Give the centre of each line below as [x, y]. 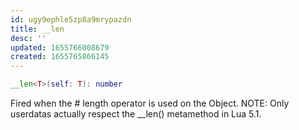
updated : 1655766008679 [60, 47]
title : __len [37, 29]
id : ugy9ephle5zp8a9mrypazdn [71, 19]
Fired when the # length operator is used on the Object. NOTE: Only [150, 103]
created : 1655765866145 [60, 57]
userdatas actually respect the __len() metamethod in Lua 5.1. [136, 114]
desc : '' [28, 38]
